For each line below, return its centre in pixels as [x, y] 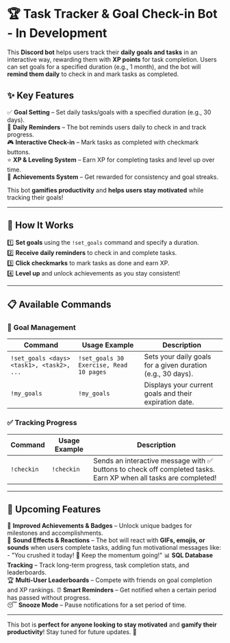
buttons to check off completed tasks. [154, 469]
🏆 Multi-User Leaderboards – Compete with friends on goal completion [110, 580]
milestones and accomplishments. [55, 533]
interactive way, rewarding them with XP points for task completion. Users [112, 59]
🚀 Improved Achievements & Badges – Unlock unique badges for [100, 526]
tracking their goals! [35, 197]
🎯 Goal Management [42, 327]
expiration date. [169, 402]
